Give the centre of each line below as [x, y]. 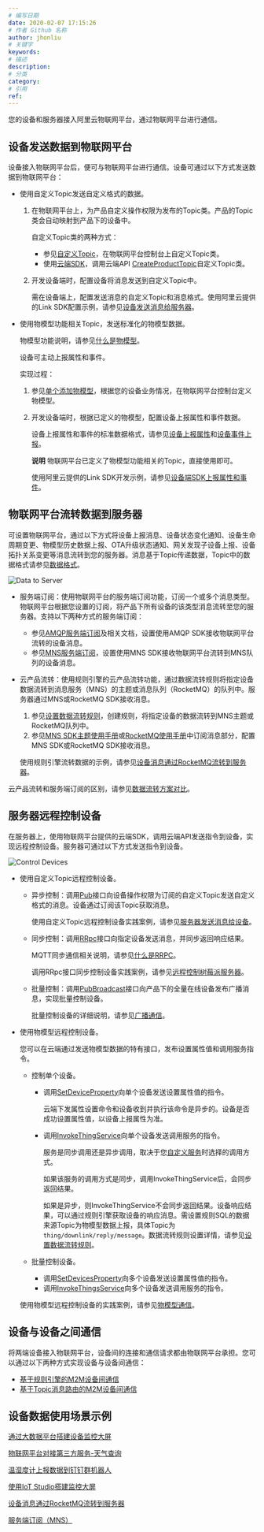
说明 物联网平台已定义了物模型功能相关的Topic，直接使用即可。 [134, 461]
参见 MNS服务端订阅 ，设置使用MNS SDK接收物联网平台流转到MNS [139, 653]
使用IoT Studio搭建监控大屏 [52, 1487]
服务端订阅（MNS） [40, 1520]
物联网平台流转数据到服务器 [75, 514]
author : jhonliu [35, 37]
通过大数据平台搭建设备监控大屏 [60, 1437]
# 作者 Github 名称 [38, 30]
